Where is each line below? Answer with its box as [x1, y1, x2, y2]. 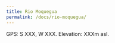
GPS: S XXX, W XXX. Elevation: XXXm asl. [6, 30, 109, 37]
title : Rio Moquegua [6, 8, 58, 15]
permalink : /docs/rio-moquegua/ [6, 14, 86, 20]
